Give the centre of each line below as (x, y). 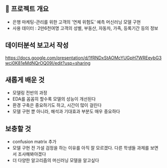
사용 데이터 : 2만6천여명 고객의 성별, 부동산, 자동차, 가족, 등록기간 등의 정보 (85, 28)
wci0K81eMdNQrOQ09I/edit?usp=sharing (48, 63)
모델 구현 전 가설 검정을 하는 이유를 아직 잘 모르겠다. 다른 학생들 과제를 (81, 148)
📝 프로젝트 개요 (27, 9)
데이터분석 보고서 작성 (37, 46)
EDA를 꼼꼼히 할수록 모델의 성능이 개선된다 (54, 99)
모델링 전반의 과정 (30, 93)
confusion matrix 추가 (34, 142)
